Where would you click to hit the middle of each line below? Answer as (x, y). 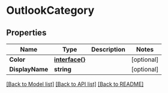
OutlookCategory (50, 10)
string (63, 69)
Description (108, 49)
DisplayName (29, 69)
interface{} (70, 59)
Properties (26, 33)
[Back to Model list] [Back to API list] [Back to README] (75, 84)
